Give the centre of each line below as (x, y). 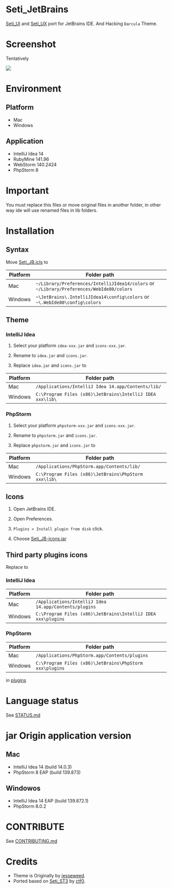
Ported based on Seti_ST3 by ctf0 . (49, 881)
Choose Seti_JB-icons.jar (40, 539)
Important (27, 191)
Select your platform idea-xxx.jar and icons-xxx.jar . (70, 346)
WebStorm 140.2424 (35, 164)
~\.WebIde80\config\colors (68, 302)
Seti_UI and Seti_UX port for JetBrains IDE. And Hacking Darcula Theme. (82, 24)
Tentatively (17, 58)
